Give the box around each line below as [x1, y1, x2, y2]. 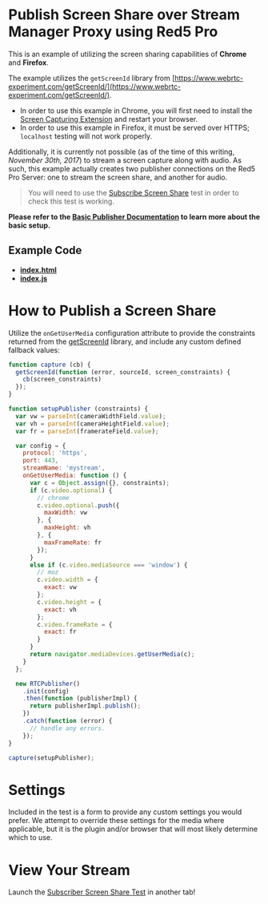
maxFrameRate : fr [43, 539, 102, 547]
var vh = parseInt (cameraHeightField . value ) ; [15, 419, 170, 428]
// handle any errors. [29, 724, 106, 732]
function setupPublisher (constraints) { [8, 405, 149, 414]
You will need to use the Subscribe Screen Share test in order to [27, 188, 239, 197]
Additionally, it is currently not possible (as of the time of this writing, [8, 147, 235, 156]
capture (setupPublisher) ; [8, 753, 94, 762]
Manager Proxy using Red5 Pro [8, 22, 218, 41]
